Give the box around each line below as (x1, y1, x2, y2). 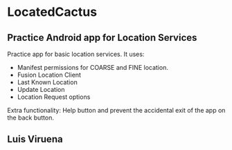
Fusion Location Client (17, 71, 82, 79)
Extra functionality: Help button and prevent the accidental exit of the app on (7, 106, 226, 114)
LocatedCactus (7, 4, 98, 20)
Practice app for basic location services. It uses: (7, 50, 145, 58)
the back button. (7, 113, 54, 122)
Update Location (17, 86, 65, 93)
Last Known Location (17, 78, 78, 86)
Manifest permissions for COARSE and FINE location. (17, 64, 168, 71)
